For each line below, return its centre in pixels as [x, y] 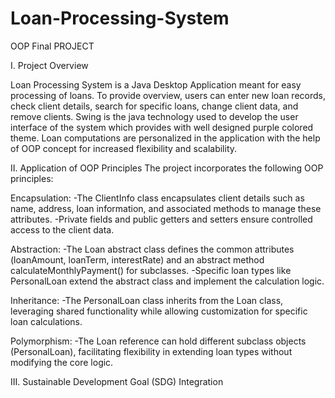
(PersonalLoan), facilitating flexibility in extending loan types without [151, 351]
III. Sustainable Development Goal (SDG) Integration [117, 381]
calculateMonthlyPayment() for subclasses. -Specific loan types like [151, 270]
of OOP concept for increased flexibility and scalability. [124, 148]
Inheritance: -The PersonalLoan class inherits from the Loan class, [147, 300]
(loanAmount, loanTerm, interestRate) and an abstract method [137, 259]
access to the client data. [62, 229]
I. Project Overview [49, 65]
